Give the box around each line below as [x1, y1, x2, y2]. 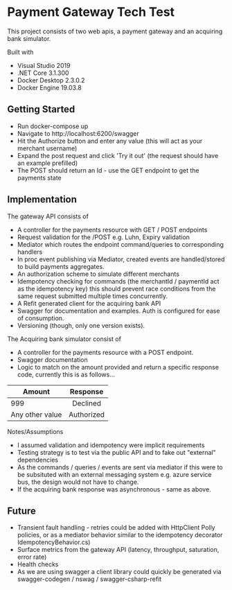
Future [7, 505, 37, 517]
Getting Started [7, 103, 75, 115]
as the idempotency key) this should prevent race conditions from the [17, 284, 216, 293]
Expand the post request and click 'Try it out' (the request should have [17, 151, 219, 159]
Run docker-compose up [17, 122, 89, 130]
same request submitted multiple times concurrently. [17, 292, 168, 300]
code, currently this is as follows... [17, 370, 116, 379]
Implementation [7, 193, 78, 205]
